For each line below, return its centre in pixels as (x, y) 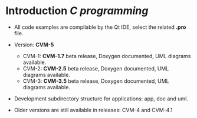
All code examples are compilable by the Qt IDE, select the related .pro (100, 27)
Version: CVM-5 (34, 45)
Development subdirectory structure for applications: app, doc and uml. (101, 99)
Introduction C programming (77, 11)
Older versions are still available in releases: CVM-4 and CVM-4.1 (93, 110)
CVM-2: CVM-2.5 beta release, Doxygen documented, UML (96, 68)
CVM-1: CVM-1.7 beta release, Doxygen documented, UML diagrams (107, 56)
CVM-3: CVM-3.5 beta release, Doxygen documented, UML (96, 81)
